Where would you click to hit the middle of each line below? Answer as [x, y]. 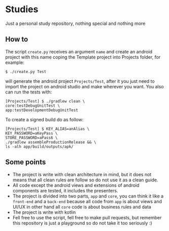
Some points [26, 162]
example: [15, 62]
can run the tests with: [29, 92]
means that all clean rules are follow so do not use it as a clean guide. [85, 180]
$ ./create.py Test [26, 72]
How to [17, 39]
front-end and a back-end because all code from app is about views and [87, 201]
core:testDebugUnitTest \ [32, 106]
